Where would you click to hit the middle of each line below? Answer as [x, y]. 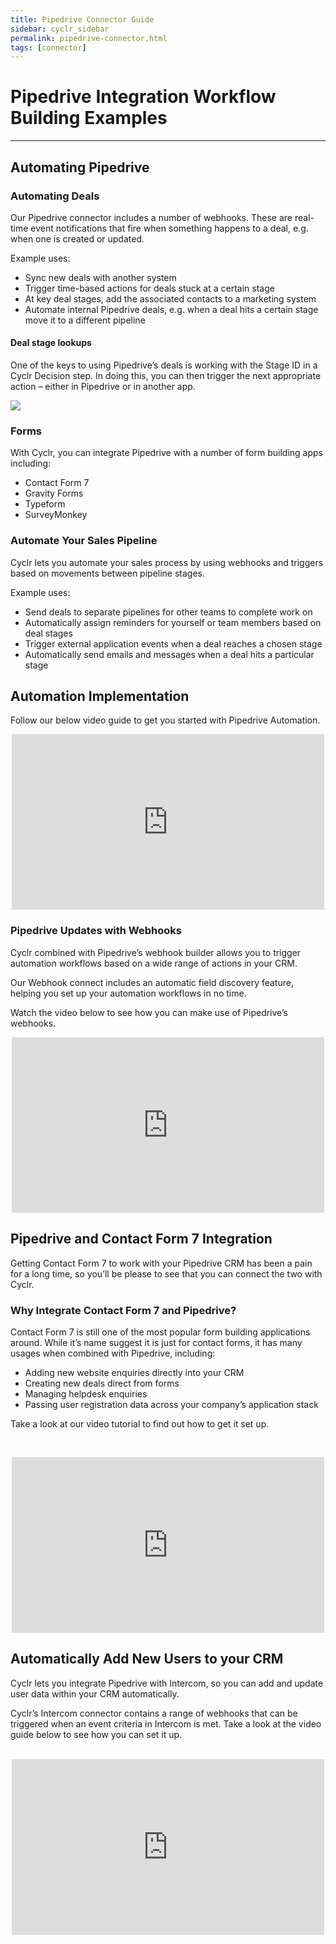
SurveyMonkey [56, 515]
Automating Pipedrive [80, 167]
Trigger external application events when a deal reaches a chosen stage [173, 643]
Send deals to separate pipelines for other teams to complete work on [168, 612]
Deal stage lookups [51, 343]
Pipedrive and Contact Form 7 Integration [141, 1239]
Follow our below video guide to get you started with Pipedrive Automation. [165, 720]
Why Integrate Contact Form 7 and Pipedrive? [123, 1310]
